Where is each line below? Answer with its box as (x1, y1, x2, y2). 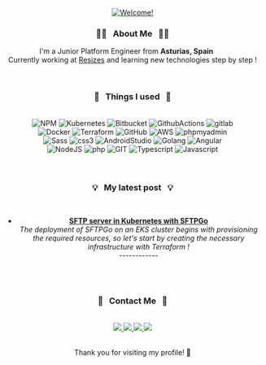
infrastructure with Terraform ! (88, 241, 190, 251)
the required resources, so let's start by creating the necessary (32, 232, 245, 243)
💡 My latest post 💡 (92, 181, 173, 193)
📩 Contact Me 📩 (97, 295, 168, 306)
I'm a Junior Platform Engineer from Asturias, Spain (39, 46, 214, 56)
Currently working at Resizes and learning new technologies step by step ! (7, 55, 258, 65)
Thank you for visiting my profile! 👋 (74, 348, 191, 358)
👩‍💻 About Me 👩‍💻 (96, 28, 169, 39)
